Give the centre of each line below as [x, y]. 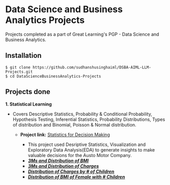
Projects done [28, 92]
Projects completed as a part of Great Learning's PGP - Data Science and [82, 34]
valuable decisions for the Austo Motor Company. [80, 155]
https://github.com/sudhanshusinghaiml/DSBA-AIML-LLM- [92, 67]
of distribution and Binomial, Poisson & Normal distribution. [74, 125]
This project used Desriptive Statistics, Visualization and [87, 144]
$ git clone [18, 67]
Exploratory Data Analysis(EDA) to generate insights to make [91, 150]
